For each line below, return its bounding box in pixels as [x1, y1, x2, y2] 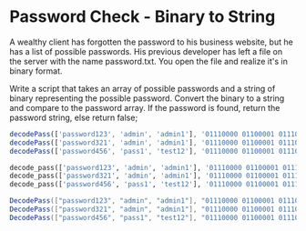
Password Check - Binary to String [9, 6, 276, 27]
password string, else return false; [9, 112, 138, 123]
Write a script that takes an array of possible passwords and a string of [9, 83, 276, 94]
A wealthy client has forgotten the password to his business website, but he [9, 36, 293, 47]
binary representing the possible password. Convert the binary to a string [9, 93, 285, 104]
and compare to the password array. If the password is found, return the [9, 102, 280, 113]
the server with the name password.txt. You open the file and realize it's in [9, 55, 289, 66]
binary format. [9, 65, 63, 76]
